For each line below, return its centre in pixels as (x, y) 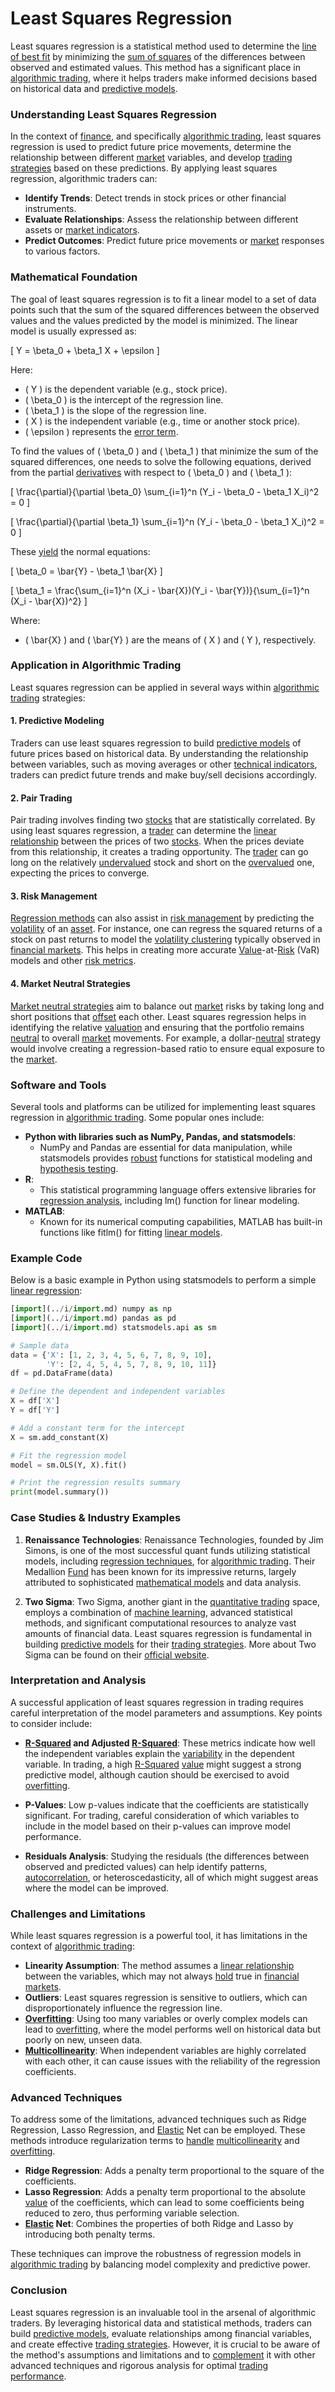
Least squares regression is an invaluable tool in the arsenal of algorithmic (163, 2312)
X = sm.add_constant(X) (60, 1437)
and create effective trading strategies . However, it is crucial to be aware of (165, 2344)
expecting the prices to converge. (80, 873)
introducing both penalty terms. (90, 2234)
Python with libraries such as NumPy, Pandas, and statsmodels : (160, 1136)
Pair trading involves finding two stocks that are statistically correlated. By (163, 820)
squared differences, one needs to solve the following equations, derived (161, 461)
